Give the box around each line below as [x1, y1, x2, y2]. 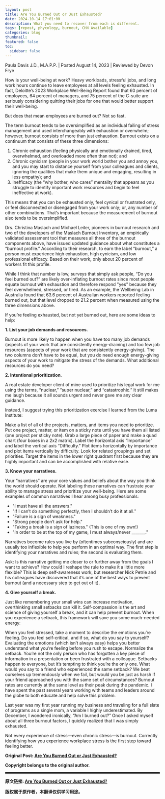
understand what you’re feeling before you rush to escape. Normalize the [5, 645, 154, 651]
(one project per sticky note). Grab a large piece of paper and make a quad [5, 432, 157, 438]
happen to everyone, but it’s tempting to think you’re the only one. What [5, 661, 150, 667]
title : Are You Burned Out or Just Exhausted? [5, 12, 102, 17]
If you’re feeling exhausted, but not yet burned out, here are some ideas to [5, 312, 156, 318]
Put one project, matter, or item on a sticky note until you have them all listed [5, 427, 160, 433]
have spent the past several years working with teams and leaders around [5, 687, 155, 693]
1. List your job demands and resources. [5, 326, 88, 332]
